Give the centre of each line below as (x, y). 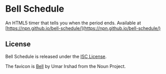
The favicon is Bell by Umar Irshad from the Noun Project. (65, 66)
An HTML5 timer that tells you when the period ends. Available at (73, 23)
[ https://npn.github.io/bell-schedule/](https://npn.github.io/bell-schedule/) (83, 28)
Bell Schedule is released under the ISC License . (56, 56)
